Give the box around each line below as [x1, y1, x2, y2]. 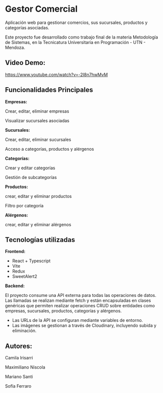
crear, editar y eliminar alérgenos [5, 221, 72, 227]
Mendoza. [5, 44, 25, 50]
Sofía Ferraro [5, 383, 32, 389]
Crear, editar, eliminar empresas [5, 108, 69, 114]
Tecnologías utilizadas [5, 236, 75, 244]
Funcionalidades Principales [5, 86, 93, 94]
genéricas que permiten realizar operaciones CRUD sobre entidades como [5, 303, 155, 309]
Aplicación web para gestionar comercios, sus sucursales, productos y [5, 20, 148, 25]
